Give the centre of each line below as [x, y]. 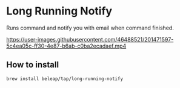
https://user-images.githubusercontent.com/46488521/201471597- [90, 39]
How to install [33, 65]
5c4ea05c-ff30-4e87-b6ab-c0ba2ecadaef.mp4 [66, 46]
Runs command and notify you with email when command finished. [90, 28]
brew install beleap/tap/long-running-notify [65, 79]
